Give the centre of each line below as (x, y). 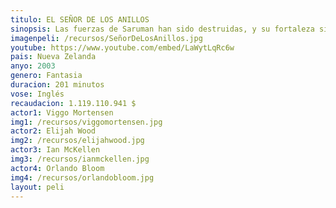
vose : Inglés (37, 94)
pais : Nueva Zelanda (53, 57)
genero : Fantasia (46, 76)
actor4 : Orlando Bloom (57, 168)
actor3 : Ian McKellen (55, 150)
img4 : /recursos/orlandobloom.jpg (82, 177)
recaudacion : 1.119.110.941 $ (73, 103)
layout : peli (37, 187)
